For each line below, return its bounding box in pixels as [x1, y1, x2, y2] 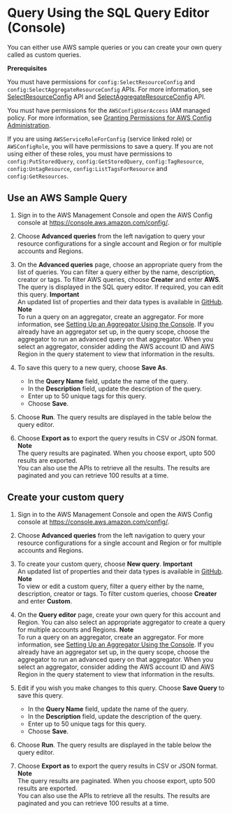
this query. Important [17, 290, 80, 299]
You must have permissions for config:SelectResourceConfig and [7, 77, 196, 86]
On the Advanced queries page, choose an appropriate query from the [17, 260, 223, 269]
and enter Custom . [17, 597, 72, 605]
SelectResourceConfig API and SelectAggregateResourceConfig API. [7, 93, 206, 101]
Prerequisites [7, 64, 48, 72]
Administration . [7, 121, 51, 129]
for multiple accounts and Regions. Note [17, 625, 134, 634]
